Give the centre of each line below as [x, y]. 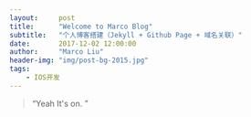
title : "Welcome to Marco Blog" [81, 27]
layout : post [42, 18]
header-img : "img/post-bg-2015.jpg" [79, 60]
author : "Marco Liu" [57, 52]
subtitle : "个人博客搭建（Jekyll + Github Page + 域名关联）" [126, 35]
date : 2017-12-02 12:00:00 [73, 43]
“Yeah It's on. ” [60, 103]
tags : [20, 69]
